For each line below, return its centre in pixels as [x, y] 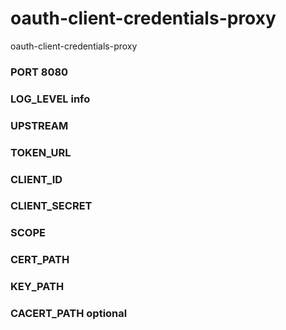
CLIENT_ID [36, 179]
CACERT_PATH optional [69, 314]
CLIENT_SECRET [51, 206]
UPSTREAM [39, 125]
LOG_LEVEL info [50, 99]
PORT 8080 [39, 72]
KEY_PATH [37, 287]
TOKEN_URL [41, 152]
